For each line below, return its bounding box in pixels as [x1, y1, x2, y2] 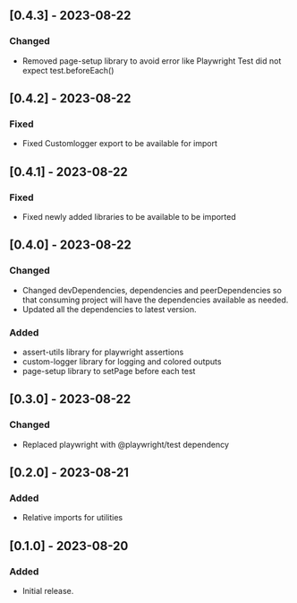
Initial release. [21, 586, 74, 597]
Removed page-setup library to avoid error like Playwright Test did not [21, 55, 282, 66]
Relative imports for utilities [21, 512, 123, 523]
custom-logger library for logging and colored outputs [21, 356, 222, 367]
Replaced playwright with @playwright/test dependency [21, 439, 230, 450]
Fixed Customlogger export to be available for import [21, 138, 217, 149]
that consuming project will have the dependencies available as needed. [21, 294, 289, 305]
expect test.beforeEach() [21, 65, 115, 75]
